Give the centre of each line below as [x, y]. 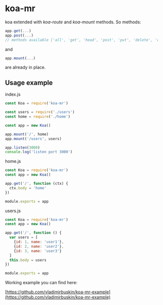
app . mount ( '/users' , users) [33, 139]
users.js [13, 211]
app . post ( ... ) [19, 35]
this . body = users [28, 260]
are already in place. [25, 67]
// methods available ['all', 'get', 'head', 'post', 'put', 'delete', [79, 40]
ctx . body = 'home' [28, 188]
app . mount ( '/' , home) [27, 134]
